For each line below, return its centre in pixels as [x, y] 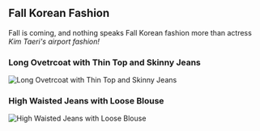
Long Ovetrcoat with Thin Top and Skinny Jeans [104, 62]
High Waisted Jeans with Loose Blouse [86, 101]
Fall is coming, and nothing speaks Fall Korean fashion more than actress [130, 32]
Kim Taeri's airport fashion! [54, 41]
